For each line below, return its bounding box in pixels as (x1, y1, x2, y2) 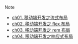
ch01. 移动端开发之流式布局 (11, 14, 68, 20)
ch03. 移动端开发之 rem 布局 (11, 27, 71, 33)
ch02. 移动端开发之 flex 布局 (11, 21, 70, 26)
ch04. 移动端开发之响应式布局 (11, 33, 73, 39)
